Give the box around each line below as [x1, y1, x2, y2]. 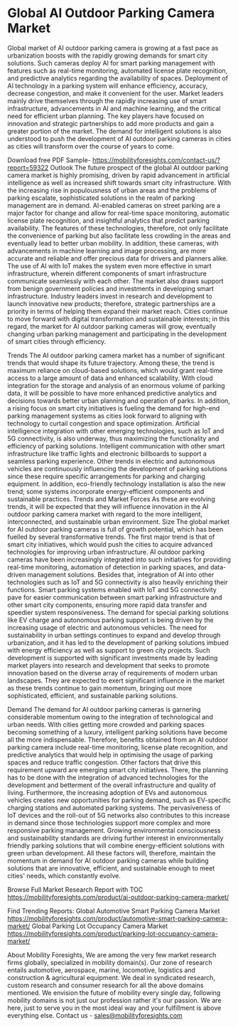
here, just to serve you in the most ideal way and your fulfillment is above [7, 1004, 222, 1012]
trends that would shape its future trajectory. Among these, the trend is [7, 358, 215, 367]
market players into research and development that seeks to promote [7, 660, 210, 670]
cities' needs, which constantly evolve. [7, 871, 121, 880]
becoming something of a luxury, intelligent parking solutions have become [7, 727, 227, 736]
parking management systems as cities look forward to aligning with [7, 411, 207, 420]
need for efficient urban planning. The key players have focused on [7, 112, 205, 120]
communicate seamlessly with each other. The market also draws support [7, 276, 224, 285]
